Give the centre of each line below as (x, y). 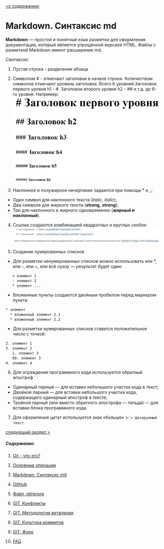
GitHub (20, 484)
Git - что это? (26, 456)
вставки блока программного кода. (50, 408)
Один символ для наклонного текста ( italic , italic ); (65, 200)
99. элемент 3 (26, 358)
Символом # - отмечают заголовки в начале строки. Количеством (83, 78)
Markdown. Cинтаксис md (61, 26)
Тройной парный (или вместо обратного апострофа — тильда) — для (85, 403)
